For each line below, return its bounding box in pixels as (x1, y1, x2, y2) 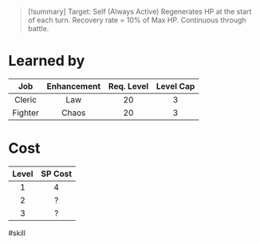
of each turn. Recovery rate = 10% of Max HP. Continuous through (27, 15, 246, 25)
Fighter (12, 107, 40, 118)
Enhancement (46, 80, 101, 91)
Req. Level (108, 80, 149, 91)
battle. (27, 24, 49, 33)
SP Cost (41, 168, 73, 179)
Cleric (14, 94, 37, 105)
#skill (8, 228, 26, 238)
